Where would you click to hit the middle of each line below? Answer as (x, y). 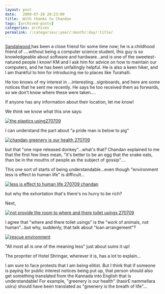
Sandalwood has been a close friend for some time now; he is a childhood (80, 46)
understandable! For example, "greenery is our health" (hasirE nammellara (80, 281)
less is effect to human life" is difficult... (45, 174)
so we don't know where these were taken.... (50, 92)
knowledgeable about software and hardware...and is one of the (70, 57)
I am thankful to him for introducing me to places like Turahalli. (68, 72)
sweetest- (146, 57)
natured (13, 62)
